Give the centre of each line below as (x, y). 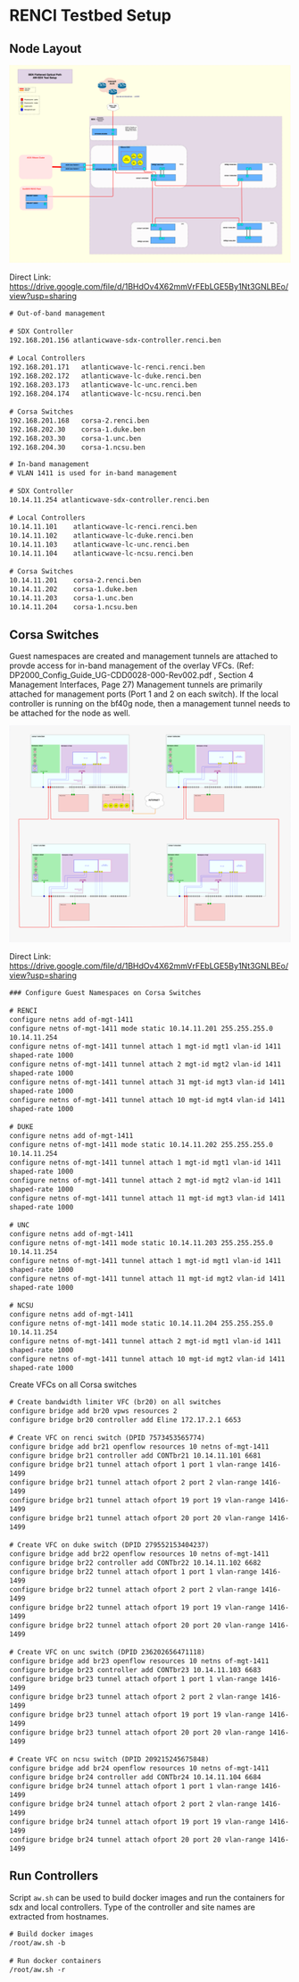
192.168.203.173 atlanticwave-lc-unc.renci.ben (104, 385)
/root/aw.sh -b (37, 1943)
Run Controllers (54, 1876)
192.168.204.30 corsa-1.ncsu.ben (77, 447)
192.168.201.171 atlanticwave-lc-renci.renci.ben (107, 367)
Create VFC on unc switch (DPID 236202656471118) (111, 1652)
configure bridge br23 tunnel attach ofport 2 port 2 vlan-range (133, 1697)
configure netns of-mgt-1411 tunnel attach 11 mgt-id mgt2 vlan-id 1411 (147, 1279)
